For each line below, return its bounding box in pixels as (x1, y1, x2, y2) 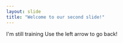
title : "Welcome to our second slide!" (6, 14, 105, 20)
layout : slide (6, 8, 42, 15)
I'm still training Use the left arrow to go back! (6, 30, 118, 37)
